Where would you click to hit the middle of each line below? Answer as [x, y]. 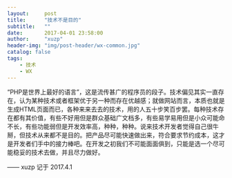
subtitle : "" [29, 26]
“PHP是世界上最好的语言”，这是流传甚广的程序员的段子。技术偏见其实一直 [113, 92]
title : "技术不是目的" [44, 20]
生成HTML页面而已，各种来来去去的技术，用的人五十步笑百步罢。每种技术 [113, 109]
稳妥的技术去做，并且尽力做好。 [58, 152]
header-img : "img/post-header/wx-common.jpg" [74, 46]
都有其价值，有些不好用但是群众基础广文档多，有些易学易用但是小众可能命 [119, 117]
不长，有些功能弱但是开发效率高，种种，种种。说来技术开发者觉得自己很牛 [113, 126]
